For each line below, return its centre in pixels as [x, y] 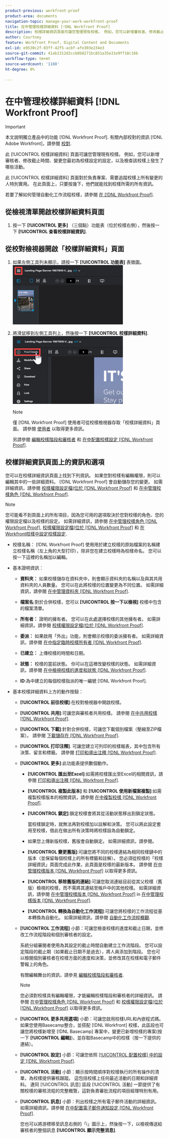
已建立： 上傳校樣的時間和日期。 [54, 653]
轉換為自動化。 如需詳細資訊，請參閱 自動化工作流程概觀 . [91, 917]
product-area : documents [31, 16]
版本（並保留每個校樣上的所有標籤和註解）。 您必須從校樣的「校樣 [95, 858]
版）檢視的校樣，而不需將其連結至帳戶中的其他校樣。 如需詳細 [92, 888]
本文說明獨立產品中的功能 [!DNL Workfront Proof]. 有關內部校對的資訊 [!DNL [84, 137]
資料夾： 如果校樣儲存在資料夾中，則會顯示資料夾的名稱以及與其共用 [91, 579]
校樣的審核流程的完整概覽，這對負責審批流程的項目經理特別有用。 [93, 1091]
